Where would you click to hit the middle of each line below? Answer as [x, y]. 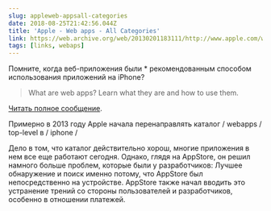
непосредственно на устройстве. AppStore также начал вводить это [127, 183]
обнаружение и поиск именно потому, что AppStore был [106, 174]
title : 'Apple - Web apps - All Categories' [84, 31]
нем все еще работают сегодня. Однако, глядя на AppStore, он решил [129, 157]
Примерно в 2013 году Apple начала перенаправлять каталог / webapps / [135, 124]
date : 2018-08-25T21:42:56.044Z [63, 23]
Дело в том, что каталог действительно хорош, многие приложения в [129, 148]
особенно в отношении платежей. [67, 200]
